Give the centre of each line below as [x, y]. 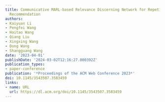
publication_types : [25, 64]
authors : [14, 19]
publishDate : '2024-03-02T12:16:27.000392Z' [51, 60]
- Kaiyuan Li [18, 23]
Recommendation [25, 14]
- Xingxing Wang [22, 42]
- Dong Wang [17, 46]
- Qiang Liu [17, 37]
